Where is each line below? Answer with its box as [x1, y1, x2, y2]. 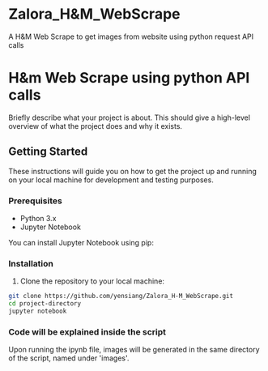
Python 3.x [19, 213, 57, 223]
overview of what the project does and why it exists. [8, 121, 183, 130]
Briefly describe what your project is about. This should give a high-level [8, 113, 251, 122]
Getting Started [8, 145, 88, 159]
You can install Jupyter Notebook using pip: [8, 237, 154, 247]
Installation [8, 258, 54, 269]
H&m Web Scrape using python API [8, 69, 250, 87]
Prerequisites [8, 195, 62, 207]
